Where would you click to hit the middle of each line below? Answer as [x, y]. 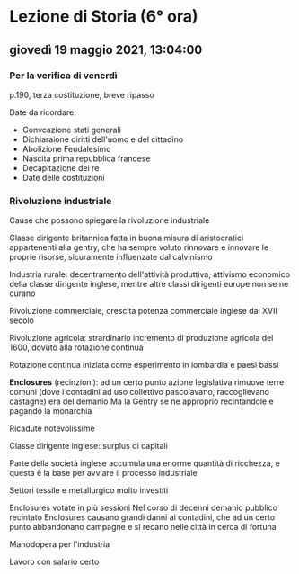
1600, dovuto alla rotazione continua [76, 347]
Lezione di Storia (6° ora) [104, 17]
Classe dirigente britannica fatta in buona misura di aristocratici [127, 238]
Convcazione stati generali [71, 130]
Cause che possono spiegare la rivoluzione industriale [110, 220]
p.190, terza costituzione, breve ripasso [82, 94]
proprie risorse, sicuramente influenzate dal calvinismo [111, 257]
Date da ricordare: [43, 112]
